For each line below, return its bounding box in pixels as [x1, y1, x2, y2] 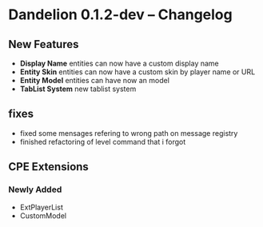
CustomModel [19, 210, 66, 221]
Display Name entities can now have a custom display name [19, 58, 220, 68]
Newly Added [8, 184, 62, 195]
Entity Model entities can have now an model [19, 76, 170, 85]
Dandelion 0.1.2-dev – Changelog [8, 6, 233, 24]
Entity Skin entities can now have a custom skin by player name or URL [19, 67, 256, 77]
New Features [8, 38, 79, 51]
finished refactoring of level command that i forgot [19, 137, 186, 146]
